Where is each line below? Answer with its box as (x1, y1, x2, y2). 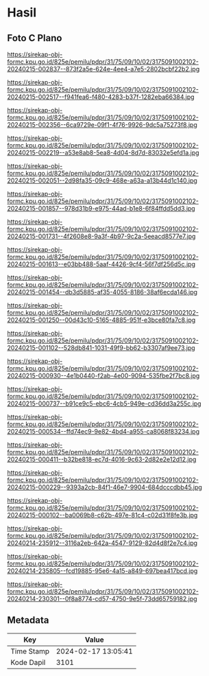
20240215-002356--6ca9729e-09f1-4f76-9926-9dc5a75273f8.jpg (7, 121, 197, 128)
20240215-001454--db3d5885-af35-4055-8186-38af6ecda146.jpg (7, 288, 197, 296)
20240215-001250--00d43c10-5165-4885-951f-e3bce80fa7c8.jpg (7, 316, 196, 324)
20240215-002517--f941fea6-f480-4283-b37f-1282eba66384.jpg (7, 93, 195, 101)
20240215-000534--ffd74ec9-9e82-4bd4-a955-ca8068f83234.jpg (7, 428, 200, 435)
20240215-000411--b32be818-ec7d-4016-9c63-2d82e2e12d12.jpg (7, 455, 197, 463)
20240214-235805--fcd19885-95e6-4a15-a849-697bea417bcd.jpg (7, 567, 198, 574)
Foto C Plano (7, 32, 62, 44)
